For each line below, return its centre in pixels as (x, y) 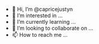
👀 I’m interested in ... (37, 15)
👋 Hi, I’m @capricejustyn (42, 9)
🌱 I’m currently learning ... (44, 22)
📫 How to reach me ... (40, 35)
